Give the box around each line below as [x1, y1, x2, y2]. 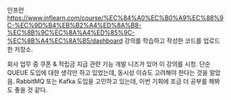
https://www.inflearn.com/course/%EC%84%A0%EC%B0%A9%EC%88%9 [7, 14, 224, 22]
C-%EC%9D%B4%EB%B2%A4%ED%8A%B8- [7, 21, 142, 29]
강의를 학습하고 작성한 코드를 [123, 37, 202, 45]
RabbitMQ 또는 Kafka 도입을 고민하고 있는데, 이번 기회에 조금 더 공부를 [16, 77, 208, 85]
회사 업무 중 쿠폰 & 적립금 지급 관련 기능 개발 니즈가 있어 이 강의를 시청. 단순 [7, 60, 211, 68]
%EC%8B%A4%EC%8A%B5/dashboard [7, 37, 123, 45]
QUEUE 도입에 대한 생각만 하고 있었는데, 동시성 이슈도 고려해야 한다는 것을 [7, 68, 208, 77]
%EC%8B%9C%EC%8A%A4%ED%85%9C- [7, 28, 135, 37]
